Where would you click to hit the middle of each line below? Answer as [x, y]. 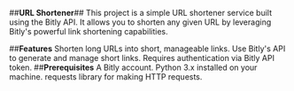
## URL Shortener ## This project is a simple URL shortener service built [141, 13]
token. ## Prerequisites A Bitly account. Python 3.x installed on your [133, 67]
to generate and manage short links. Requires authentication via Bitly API [142, 58]
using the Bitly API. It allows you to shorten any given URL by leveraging [140, 22]
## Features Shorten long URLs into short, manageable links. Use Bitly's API [147, 49]
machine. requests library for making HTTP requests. [106, 77]
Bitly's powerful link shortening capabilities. [89, 31]
